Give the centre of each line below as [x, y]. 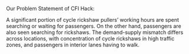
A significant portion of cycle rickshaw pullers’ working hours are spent [93, 20]
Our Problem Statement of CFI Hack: [50, 9]
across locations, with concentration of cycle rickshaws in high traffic [90, 38]
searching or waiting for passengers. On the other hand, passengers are [94, 26]
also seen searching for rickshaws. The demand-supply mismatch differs [95, 32]
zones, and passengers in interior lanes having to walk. [73, 45]
